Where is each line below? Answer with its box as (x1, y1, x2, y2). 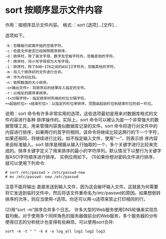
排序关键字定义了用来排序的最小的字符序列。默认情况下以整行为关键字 (18, 147, 162, 154)
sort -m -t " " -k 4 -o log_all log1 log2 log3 (5, 229, 106, 234)
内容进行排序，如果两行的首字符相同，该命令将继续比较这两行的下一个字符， (5, 129, 162, 135)
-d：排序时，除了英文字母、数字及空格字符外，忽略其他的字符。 (5, 54, 117, 59)
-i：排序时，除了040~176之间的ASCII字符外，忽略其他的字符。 (5, 64, 117, 69)
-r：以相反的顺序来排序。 (5, 90, 51, 96)
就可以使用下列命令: (5, 160, 46, 166)
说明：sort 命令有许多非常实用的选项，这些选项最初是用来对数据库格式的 (5, 110, 154, 117)
